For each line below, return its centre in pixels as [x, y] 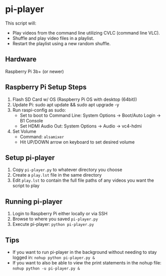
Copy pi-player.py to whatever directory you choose [67, 170]
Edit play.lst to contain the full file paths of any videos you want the [83, 180]
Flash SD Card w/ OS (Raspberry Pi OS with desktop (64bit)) [75, 99]
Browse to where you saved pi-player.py [55, 219]
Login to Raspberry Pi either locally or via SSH [60, 214]
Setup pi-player [30, 157]
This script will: [21, 23]
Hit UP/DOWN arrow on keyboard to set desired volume [77, 142]
